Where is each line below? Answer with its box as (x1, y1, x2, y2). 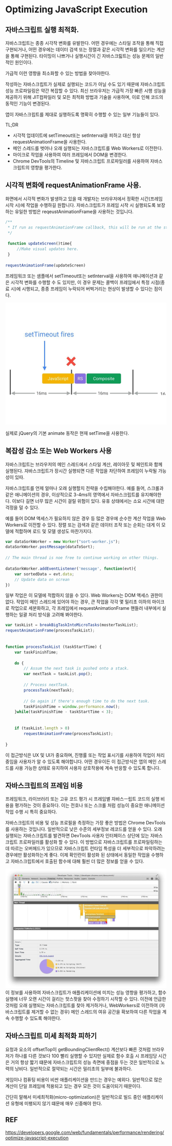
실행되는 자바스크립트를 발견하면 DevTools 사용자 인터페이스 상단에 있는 (5, 833, 149, 839)
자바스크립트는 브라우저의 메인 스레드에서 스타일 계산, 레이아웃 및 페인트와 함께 (5, 461, 163, 467)
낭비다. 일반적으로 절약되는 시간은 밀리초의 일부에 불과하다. (14, 1065, 133, 1071)
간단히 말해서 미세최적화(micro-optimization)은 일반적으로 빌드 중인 (5, 1094, 142, 1100)
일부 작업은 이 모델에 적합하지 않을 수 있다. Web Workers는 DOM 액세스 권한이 (5, 592, 163, 598)
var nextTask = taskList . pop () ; (24, 672, 93, 677)
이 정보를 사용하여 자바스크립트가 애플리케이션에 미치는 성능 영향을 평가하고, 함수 (5, 989, 167, 995)
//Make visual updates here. (16, 246, 79, 252)
